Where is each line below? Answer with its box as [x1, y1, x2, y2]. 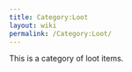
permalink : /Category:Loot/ [9, 29, 113, 38]
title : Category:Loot [9, 12, 89, 22]
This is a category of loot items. [9, 54, 124, 64]
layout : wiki [9, 21, 57, 30]
